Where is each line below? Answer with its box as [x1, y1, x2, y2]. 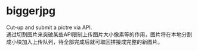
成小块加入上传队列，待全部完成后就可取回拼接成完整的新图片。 [6, 38, 163, 45]
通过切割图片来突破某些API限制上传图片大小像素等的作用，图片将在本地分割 [6, 31, 193, 38]
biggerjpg [6, 4, 56, 18]
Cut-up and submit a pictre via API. [6, 24, 92, 31]
